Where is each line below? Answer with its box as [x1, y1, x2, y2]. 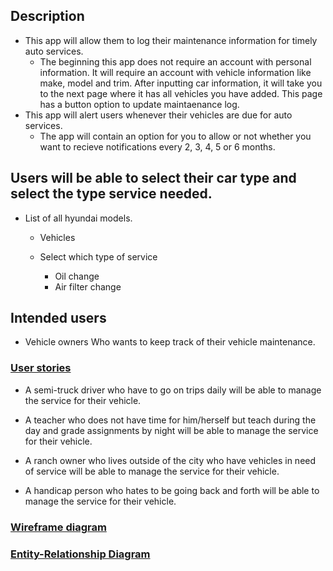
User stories [10, 361, 72, 375]
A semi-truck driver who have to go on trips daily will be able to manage [24, 384, 322, 396]
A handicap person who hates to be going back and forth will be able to [24, 484, 320, 496]
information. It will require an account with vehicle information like [39, 66, 312, 78]
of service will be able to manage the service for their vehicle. [24, 465, 280, 477]
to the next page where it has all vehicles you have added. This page [39, 87, 323, 99]
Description [10, 8, 85, 25]
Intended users [10, 310, 107, 327]
